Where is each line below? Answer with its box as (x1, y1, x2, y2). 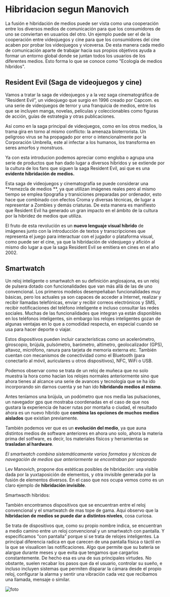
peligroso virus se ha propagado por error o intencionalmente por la (5, 133, 147, 140)
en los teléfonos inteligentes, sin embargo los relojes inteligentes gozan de (5, 315, 161, 322)
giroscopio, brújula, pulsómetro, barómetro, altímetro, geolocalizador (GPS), (5, 341, 163, 347)
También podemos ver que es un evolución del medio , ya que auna (5, 425, 147, 431)
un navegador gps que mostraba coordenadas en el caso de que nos (5, 399, 149, 405)
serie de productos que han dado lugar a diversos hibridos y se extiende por (5, 160, 165, 166)
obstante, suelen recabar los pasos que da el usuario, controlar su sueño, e (5, 560, 163, 566)
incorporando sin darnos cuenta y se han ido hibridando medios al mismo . (5, 383, 162, 390)
